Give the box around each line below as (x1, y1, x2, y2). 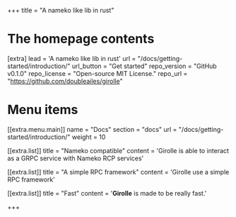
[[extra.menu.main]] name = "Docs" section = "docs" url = (7, 125, 177, 133)
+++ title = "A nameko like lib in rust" (7, 6, 114, 14)
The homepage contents (7, 31, 155, 47)
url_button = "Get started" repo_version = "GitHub (71, 62, 217, 70)
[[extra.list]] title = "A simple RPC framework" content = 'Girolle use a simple (7, 167, 230, 176)
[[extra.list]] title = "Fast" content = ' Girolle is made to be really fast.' (7, 189, 207, 197)
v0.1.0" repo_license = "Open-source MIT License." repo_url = (7, 69, 188, 77)
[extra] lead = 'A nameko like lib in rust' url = (7, 54, 136, 62)
